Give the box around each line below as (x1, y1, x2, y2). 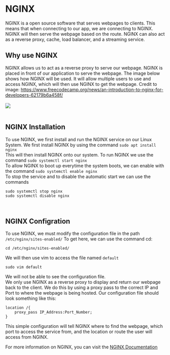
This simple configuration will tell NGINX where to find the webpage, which (5, 323, 163, 329)
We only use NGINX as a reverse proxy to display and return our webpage (5, 279, 161, 285)
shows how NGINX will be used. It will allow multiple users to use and (5, 75, 151, 82)
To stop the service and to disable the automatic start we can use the (5, 173, 151, 180)
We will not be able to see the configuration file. (5, 274, 106, 280)
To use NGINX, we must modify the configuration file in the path (5, 231, 140, 237)
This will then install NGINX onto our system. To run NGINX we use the (5, 151, 154, 158)
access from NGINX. (5, 334, 48, 340)
